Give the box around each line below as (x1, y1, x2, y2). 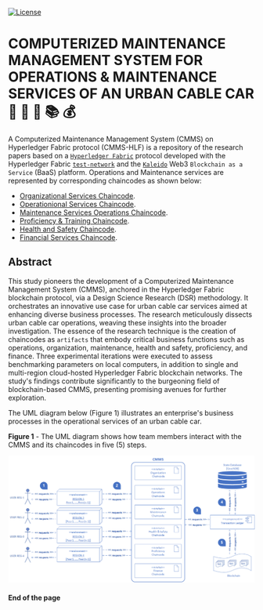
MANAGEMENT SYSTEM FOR (8, 52, 204, 70)
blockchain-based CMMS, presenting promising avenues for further (8, 384, 227, 394)
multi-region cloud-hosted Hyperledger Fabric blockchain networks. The (8, 368, 243, 377)
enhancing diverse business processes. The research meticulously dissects (8, 310, 253, 319)
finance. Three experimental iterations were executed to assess (8, 351, 213, 361)
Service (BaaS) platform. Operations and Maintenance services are (8, 167, 225, 176)
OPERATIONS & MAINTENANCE (8, 68, 218, 86)
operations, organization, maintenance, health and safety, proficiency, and (8, 343, 248, 352)
